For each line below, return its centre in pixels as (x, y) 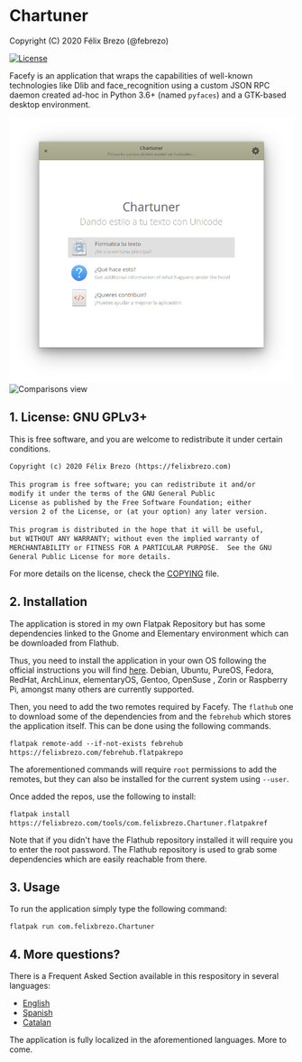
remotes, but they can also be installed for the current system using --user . (150, 778)
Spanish (37, 1013)
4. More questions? (65, 954)
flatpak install (40, 814)
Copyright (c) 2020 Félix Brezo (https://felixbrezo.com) (120, 466)
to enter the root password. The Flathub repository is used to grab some (143, 849)
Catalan (37, 1022)
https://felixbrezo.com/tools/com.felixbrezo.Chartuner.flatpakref (139, 823)
